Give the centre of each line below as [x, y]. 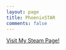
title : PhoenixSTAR [31, 18]
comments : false [27, 23]
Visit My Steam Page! [33, 41]
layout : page [23, 12]
